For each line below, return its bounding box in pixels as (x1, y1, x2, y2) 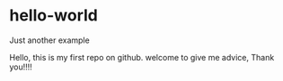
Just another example (9, 35, 90, 45)
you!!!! (9, 61, 33, 72)
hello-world (9, 5, 99, 26)
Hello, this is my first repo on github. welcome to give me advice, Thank (9, 52, 275, 62)
